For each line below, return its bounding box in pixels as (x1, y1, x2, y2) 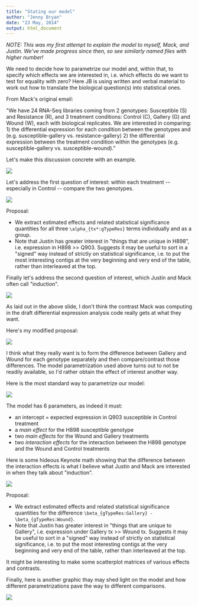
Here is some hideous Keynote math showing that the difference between (6, 457, 185, 464)
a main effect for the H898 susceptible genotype (14, 426, 134, 434)
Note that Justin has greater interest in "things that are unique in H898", (14, 237, 190, 245)
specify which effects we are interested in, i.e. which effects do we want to (6, 71, 189, 79)
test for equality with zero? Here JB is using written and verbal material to (6, 78, 185, 85)
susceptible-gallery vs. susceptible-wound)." (6, 145, 116, 152)
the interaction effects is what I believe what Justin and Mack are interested (6, 463, 190, 470)
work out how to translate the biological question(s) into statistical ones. (6, 84, 181, 92)
